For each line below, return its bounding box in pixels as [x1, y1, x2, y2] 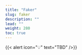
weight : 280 [5, 26, 30, 31]
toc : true [5, 30, 26, 35]
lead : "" [5, 21, 24, 26]
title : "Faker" [5, 7, 37, 12]
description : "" [5, 16, 39, 21]
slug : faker [5, 12, 30, 17]
